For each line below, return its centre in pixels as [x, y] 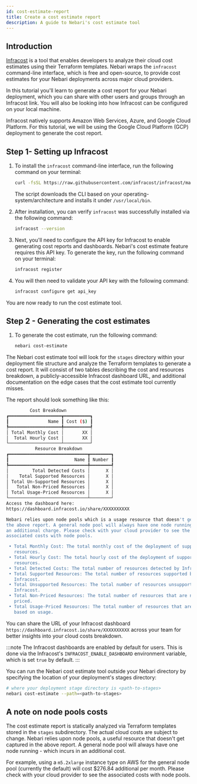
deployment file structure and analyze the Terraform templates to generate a [98, 363]
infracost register [38, 269]
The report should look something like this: [58, 400]
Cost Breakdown [48, 411]
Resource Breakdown [59, 449]
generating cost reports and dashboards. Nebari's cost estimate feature [101, 246]
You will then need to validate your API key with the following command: [101, 280]
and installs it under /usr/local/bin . [108, 200]
